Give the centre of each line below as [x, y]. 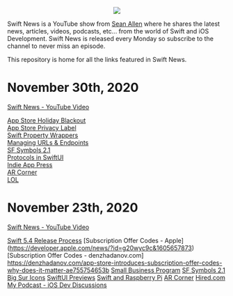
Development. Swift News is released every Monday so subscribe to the [111, 39]
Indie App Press [30, 164]
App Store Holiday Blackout [47, 120]
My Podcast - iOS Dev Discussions [57, 285]
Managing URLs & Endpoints [48, 142]
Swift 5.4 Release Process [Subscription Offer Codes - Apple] [96, 240]
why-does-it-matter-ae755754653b [58, 270]
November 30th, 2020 [73, 88]
